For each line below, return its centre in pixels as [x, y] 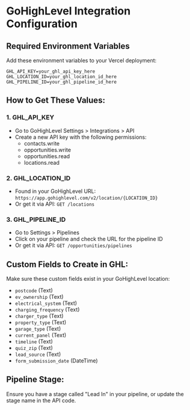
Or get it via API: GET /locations [55, 204]
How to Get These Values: [56, 100]
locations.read [42, 162]
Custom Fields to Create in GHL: [67, 264]
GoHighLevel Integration [69, 11]
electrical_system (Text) [46, 303]
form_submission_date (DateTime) [56, 361]
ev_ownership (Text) [39, 297]
